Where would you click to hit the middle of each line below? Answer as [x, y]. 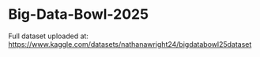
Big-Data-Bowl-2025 [78, 14]
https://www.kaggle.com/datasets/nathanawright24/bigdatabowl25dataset [130, 44]
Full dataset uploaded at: [49, 36]
